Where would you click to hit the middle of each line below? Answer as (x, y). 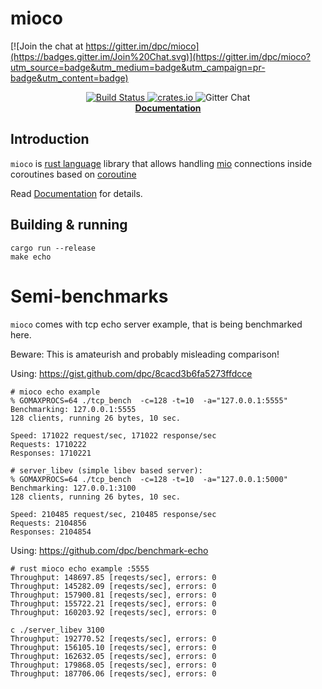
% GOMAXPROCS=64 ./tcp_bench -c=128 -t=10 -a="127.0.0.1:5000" (149, 479)
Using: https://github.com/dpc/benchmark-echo (109, 550)
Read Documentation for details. (76, 193)
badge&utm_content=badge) (69, 78)
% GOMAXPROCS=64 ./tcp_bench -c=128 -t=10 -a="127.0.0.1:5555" (149, 400)
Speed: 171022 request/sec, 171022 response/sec (113, 435)
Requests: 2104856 (48, 523)
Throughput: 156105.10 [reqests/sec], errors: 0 (113, 647)
